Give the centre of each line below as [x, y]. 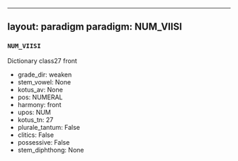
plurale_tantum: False [49, 127]
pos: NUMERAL [40, 97]
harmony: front [39, 104]
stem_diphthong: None [51, 150]
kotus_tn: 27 [35, 120]
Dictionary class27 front [42, 60]
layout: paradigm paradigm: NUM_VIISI [95, 27]
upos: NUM [34, 112]
